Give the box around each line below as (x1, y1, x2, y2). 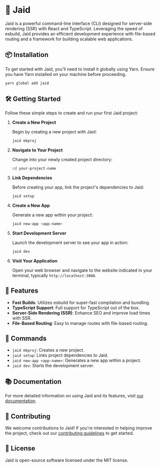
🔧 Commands (5, 335, 47, 343)
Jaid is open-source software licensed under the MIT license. (5, 457, 129, 463)
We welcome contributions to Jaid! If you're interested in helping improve (5, 425, 152, 431)
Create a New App (12, 203, 50, 208)
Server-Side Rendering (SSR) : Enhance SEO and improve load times (12, 310, 150, 316)
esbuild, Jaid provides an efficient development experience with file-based (5, 31, 156, 37)
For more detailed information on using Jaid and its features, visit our (5, 393, 144, 399)
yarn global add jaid (5, 80, 49, 86)
